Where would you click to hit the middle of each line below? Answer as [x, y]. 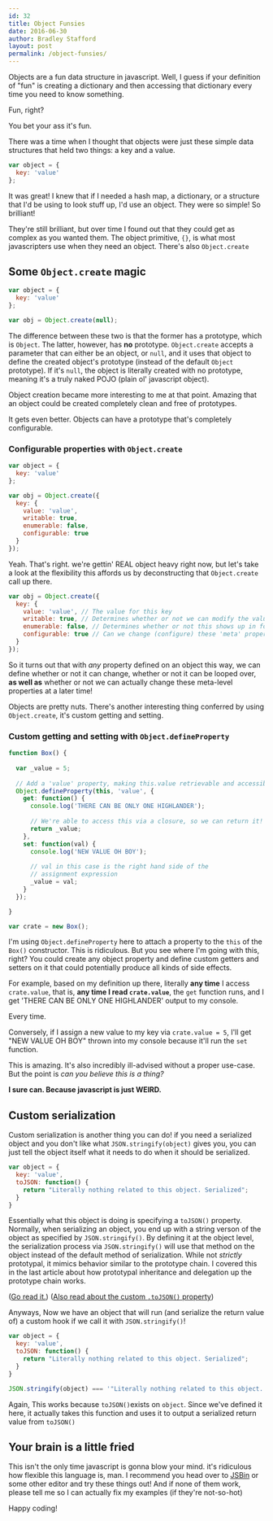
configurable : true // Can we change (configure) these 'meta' [132, 634]
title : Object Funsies [47, 24]
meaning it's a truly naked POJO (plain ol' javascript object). [109, 378]
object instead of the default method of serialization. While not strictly [125, 1255]
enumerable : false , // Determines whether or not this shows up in [139, 627]
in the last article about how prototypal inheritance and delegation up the [130, 1272]
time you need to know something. [66, 94]
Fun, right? [26, 110]
